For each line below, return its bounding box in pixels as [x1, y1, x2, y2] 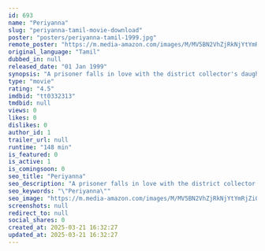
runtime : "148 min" [8, 143, 73, 151]
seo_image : [8, 194, 44, 202]
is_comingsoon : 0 [8, 165, 65, 173]
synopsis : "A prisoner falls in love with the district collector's [8, 70, 238, 78]
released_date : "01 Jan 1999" [8, 63, 108, 71]
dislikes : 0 [8, 121, 47, 129]
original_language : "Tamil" [8, 48, 101, 56]
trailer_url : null [8, 135, 69, 144]
